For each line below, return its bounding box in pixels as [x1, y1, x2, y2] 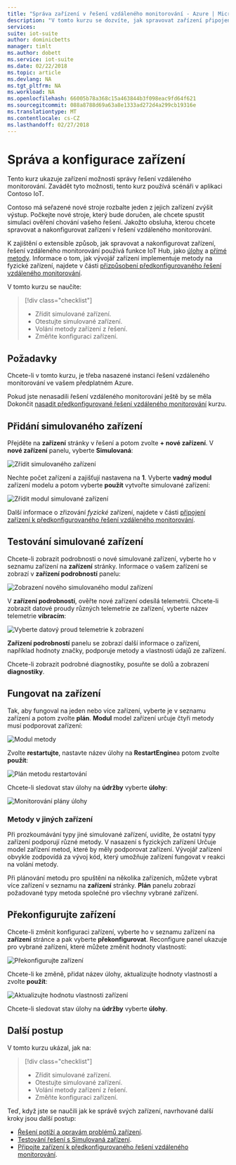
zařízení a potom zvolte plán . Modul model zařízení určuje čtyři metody [7, 713, 214, 722]
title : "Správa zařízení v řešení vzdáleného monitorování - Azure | [7, 10, 216, 18]
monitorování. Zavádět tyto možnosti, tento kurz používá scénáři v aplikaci [7, 182, 223, 190]
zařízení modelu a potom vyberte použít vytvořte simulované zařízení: [7, 481, 211, 489]
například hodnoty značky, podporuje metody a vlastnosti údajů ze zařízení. [7, 646, 227, 654]
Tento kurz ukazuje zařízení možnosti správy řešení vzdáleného [7, 175, 192, 183]
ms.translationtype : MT [7, 108, 77, 115]
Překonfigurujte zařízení [7, 909, 116, 921]
